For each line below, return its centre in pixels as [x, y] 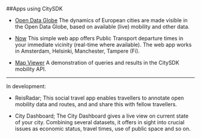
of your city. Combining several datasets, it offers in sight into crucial [100, 122]
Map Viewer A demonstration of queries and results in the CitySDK [97, 63]
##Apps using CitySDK [34, 9]
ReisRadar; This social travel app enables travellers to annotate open [99, 98]
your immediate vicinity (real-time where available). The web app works [103, 45]
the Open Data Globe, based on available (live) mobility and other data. [102, 27]
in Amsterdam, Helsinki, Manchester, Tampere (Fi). [77, 51]
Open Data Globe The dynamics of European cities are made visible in [101, 20]
